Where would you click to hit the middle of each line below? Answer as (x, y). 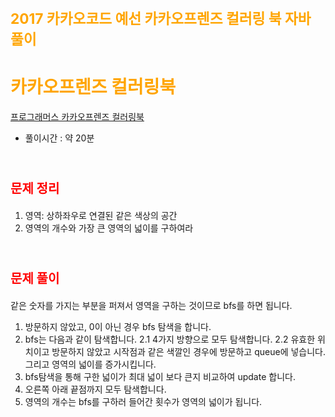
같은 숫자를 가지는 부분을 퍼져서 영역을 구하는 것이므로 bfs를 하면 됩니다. (151, 305)
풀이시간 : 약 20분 (59, 138)
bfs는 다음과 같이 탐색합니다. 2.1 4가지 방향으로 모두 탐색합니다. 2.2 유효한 (170, 339)
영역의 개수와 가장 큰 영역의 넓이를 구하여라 (109, 228)
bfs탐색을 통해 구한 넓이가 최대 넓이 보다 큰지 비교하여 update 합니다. (160, 376)
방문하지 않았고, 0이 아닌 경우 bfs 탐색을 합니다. (118, 326)
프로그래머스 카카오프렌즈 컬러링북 (77, 117)
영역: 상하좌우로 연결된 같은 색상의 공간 (101, 216)
